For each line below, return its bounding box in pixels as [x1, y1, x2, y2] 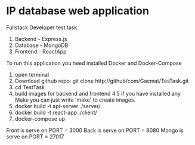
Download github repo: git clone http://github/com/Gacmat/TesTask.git [14, 77, 189, 84]
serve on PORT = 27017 [6, 133, 64, 140]
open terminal [14, 71, 49, 78]
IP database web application [6, 4, 149, 18]
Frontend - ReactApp [14, 48, 67, 55]
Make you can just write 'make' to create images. [14, 96, 136, 103]
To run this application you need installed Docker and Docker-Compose [6, 59, 182, 67]
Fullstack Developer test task [6, 24, 78, 31]
